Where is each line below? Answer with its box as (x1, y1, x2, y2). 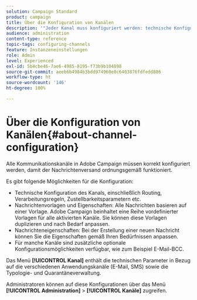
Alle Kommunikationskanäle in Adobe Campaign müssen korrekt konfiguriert (6, 160, 191, 167)
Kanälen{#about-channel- (6, 128, 137, 142)
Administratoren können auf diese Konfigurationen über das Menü (6, 281, 166, 288)
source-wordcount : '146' (6, 80, 67, 86)
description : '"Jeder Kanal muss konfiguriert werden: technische (6, 25, 172, 31)
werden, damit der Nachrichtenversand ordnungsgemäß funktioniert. (6, 166, 173, 174)
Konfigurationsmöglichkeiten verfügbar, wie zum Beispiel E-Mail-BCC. (14, 245, 185, 252)
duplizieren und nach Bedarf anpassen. (14, 220, 110, 227)
